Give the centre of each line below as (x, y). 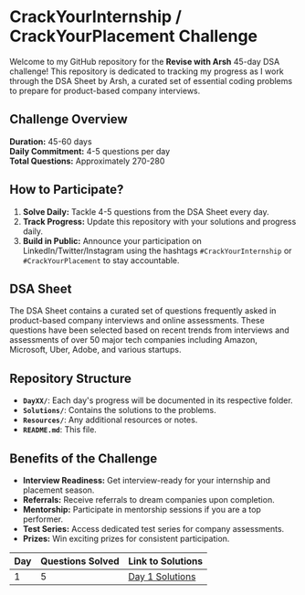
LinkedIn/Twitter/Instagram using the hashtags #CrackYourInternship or (157, 250)
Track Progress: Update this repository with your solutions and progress (159, 221)
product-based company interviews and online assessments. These (137, 321)
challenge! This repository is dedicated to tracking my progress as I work (147, 71)
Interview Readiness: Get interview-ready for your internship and (147, 480)
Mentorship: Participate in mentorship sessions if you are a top (142, 510)
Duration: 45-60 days (51, 141)
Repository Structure (71, 378)
